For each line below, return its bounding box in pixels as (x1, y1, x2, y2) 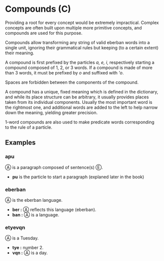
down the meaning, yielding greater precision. (5, 109, 98, 116)
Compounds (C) (5, 3, 71, 15)
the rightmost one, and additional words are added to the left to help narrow (5, 104, 158, 110)
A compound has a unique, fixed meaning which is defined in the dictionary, (5, 89, 159, 95)
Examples (5, 139, 36, 147)
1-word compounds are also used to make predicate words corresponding (5, 119, 155, 125)
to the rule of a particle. (5, 124, 52, 130)
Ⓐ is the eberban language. (5, 197, 63, 203)
